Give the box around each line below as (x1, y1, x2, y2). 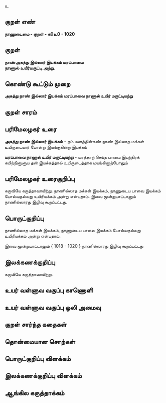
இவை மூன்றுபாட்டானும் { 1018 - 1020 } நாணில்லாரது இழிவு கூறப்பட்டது (5, 243, 143, 249)
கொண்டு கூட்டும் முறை (5, 80, 71, 88)
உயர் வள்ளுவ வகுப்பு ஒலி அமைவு (5, 303, 101, 312)
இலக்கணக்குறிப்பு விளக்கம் (5, 371, 82, 380)
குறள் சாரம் (5, 108, 37, 116)
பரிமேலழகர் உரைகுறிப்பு (5, 174, 75, 183)
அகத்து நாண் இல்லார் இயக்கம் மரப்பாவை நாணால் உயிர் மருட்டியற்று (5, 93, 133, 99)
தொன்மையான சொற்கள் (5, 337, 76, 346)
